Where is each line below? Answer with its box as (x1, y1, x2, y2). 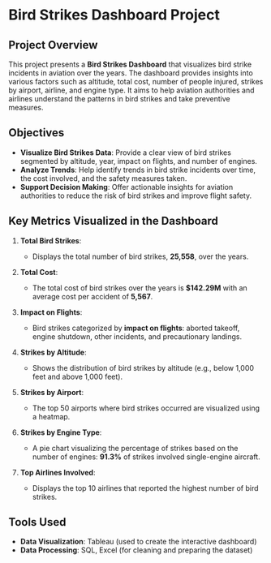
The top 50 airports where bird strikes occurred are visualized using (32, 403, 260, 413)
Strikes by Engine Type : (19, 428, 102, 437)
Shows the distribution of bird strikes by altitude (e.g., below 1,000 (32, 363, 254, 372)
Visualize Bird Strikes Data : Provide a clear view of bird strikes (19, 148, 231, 157)
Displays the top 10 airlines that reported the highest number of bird (32, 483, 259, 492)
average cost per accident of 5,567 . (32, 291, 153, 301)
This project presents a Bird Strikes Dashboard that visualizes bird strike (8, 59, 252, 69)
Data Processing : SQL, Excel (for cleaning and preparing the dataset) (19, 545, 253, 555)
